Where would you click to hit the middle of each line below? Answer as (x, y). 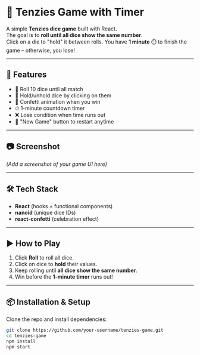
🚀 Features (26, 75)
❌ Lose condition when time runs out (60, 115)
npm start (18, 347)
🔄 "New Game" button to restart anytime (64, 121)
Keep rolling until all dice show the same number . (76, 270)
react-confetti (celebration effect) (57, 219)
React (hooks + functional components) (64, 206)
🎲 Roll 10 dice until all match (49, 89)
